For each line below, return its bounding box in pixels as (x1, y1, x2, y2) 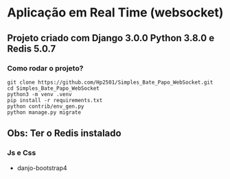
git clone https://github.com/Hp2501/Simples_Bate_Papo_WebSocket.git (7, 79, 214, 86)
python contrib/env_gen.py (7, 103, 84, 110)
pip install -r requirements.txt (7, 97, 103, 104)
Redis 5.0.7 (7, 43, 56, 54)
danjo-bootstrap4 (16, 163, 67, 172)
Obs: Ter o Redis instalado (7, 128, 122, 139)
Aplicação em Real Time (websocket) (7, 5, 224, 21)
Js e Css (7, 148, 36, 158)
